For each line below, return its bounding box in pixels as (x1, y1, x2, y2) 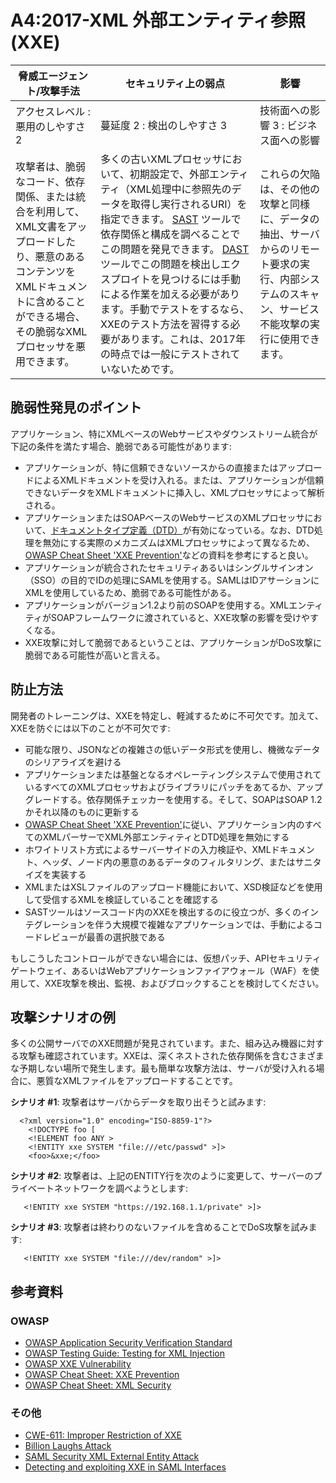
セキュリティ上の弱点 (124, 76, 225, 90)
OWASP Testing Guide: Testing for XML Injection (24, 1347, 226, 1360)
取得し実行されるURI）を (130, 197, 248, 211)
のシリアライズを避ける (24, 756, 122, 768)
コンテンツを (15, 264, 77, 278)
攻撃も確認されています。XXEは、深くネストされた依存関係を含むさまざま (18, 1050, 325, 1062)
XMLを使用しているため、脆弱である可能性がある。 (24, 586, 237, 598)
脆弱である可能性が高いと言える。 (24, 649, 166, 661)
